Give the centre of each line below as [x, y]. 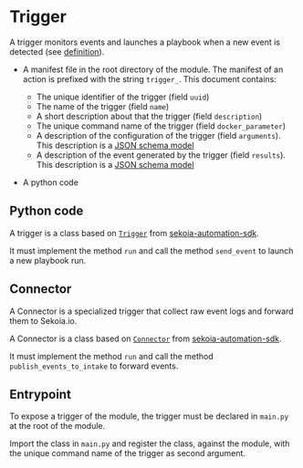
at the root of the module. [57, 426]
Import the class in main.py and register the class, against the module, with [150, 443]
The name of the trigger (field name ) [103, 106]
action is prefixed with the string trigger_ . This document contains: [149, 78]
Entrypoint [40, 394]
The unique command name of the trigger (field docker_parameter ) [161, 126]
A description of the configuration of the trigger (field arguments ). [158, 135]
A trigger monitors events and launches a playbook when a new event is [145, 42]
